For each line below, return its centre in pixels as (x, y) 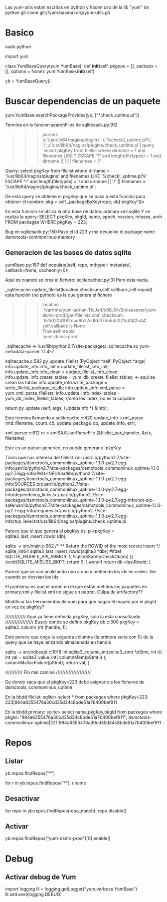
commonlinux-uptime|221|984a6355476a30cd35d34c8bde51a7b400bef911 (83, 722)
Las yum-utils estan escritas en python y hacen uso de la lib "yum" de (77, 7)
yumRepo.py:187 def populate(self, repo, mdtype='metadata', (68, 265)
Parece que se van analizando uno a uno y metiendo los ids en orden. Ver (81, 571)
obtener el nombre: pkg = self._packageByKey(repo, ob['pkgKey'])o (75, 202)
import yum (17, 56)
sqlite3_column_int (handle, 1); (36, 627)
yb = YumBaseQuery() (28, 81)
